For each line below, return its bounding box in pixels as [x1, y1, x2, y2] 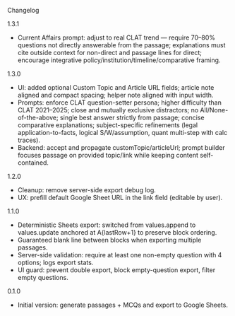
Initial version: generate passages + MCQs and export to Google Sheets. [17, 300, 228, 309]
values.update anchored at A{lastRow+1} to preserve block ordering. [17, 228, 217, 236]
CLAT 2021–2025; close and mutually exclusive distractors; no [17, 106, 199, 114]
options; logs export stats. [17, 258, 94, 267]
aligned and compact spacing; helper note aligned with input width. [17, 91, 214, 99]
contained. [17, 158, 49, 167]
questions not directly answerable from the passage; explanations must [17, 41, 226, 49]
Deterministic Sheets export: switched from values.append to [17, 221, 196, 229]
